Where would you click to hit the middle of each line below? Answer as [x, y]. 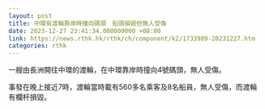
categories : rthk [38, 46]
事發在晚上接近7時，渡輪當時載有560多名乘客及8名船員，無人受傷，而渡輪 [133, 87]
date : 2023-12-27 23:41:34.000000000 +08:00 [85, 31]
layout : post [30, 16]
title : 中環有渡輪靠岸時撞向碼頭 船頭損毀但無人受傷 [88, 23]
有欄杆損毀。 [30, 97]
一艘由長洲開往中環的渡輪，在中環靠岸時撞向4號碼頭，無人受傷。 [118, 70]
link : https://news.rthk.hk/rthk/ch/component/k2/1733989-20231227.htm [132, 38]
